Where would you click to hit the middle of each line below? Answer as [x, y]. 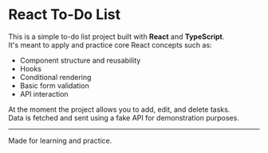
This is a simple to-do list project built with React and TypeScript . [116, 36]
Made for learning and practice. [60, 140]
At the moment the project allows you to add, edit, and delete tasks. [119, 109]
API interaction [44, 94]
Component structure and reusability [80, 60]
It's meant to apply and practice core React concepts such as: [110, 44]
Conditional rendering [55, 77]
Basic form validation [54, 86]
